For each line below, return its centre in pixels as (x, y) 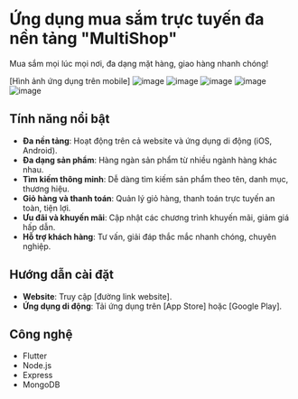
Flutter (35, 356)
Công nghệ (41, 334)
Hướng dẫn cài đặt (62, 275)
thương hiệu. (46, 189)
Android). (40, 150)
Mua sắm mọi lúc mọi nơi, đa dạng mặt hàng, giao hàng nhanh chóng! (139, 63)
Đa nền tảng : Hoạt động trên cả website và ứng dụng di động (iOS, (147, 141)
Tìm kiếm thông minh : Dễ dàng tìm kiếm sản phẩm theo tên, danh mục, (155, 179)
